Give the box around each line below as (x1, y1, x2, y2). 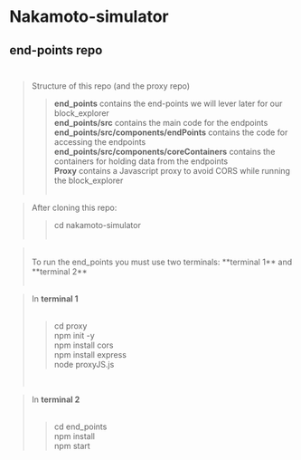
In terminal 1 (31, 293, 79, 304)
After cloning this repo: (31, 202, 118, 213)
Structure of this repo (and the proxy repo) (31, 81, 191, 91)
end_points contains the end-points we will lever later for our (53, 98, 283, 109)
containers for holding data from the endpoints (53, 156, 229, 167)
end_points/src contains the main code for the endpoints (53, 118, 268, 128)
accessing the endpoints (53, 137, 146, 147)
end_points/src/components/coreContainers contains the (53, 147, 276, 157)
